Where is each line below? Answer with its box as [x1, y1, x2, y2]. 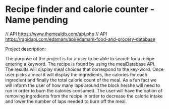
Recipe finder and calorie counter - [5, 4, 155, 15]
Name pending [5, 14, 68, 26]
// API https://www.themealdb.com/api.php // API [5, 31, 107, 37]
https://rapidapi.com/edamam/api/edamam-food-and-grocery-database [5, 36, 155, 42]
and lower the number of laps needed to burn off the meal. [5, 98, 127, 104]
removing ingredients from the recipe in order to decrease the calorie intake [5, 93, 163, 99]
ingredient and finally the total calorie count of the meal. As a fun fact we [5, 77, 157, 83]
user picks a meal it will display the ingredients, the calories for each [5, 71, 148, 77]
